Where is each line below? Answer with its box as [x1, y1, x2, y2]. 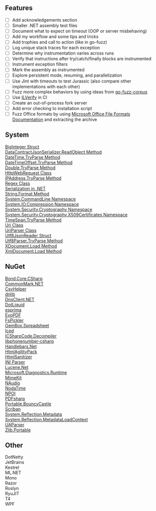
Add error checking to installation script [12, 105, 92, 111]
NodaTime [5, 385, 26, 391]
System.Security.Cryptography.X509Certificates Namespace [5, 211, 128, 218]
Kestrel [5, 464, 20, 471]
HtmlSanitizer [5, 354, 33, 360]
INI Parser [5, 359, 25, 365]
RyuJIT [5, 491, 20, 497]
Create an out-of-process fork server [12, 100, 88, 106]
